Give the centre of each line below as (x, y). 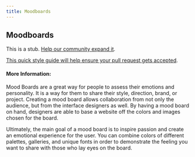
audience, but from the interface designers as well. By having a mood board (97, 105)
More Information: (29, 74)
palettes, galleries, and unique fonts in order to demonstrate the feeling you (97, 141)
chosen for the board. (32, 118)
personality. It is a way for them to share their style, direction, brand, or (92, 93)
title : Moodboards (28, 11)
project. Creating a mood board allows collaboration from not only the (90, 99)
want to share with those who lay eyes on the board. (69, 148)
